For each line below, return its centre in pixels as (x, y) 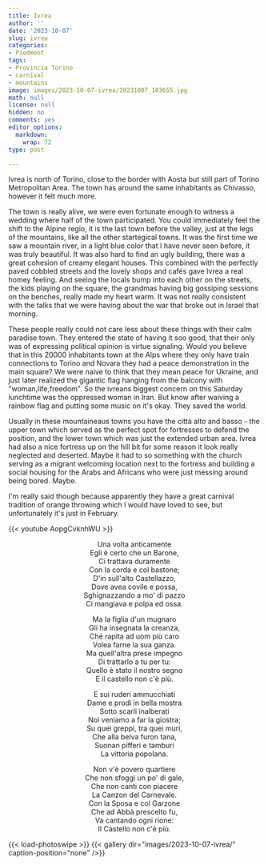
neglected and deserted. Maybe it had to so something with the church (125, 455)
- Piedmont (26, 53)
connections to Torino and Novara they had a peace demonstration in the (129, 363)
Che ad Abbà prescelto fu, (134, 812)
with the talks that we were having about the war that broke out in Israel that (134, 306)
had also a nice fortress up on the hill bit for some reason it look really (123, 447)
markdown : (32, 134)
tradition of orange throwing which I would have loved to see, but (116, 505)
